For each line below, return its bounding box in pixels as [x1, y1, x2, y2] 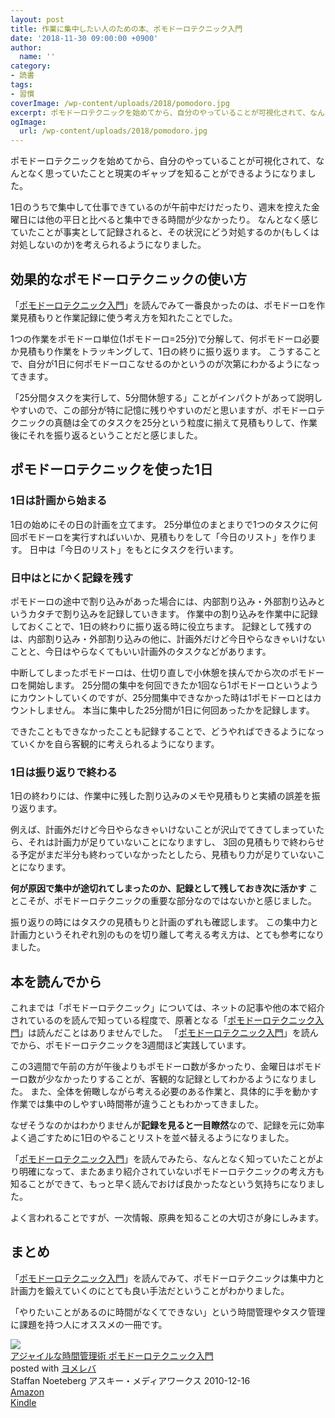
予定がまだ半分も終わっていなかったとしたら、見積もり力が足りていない [18, 849, 317, 861]
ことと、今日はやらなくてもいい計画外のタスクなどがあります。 [10, 645, 272, 657]
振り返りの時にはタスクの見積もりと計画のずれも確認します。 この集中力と [10, 916, 319, 928]
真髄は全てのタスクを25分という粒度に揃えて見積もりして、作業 [53, 416, 318, 428]
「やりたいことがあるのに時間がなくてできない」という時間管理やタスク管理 [10, 1306, 326, 1318]
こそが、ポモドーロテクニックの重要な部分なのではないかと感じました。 [18, 895, 317, 907]
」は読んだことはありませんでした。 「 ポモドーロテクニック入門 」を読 [19, 1027, 310, 1039]
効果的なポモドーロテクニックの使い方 [10, 271, 247, 288]
